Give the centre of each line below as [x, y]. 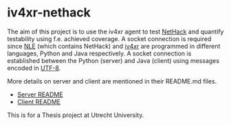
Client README [39, 101]
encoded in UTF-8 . [34, 68]
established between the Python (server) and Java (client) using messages [113, 60]
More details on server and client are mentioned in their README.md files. [112, 81]
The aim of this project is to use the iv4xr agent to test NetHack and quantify [115, 32]
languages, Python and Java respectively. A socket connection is [99, 53]
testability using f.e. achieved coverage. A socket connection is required [109, 38]
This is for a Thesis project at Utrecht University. [76, 115]
